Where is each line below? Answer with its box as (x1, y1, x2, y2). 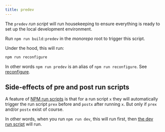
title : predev (5, 7, 35, 12)
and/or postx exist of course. (5, 106, 64, 112)
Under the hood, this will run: (5, 45, 64, 51)
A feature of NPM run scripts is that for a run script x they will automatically (5, 96, 158, 102)
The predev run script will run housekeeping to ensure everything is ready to (5, 21, 161, 27)
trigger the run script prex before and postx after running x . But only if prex (5, 101, 157, 107)
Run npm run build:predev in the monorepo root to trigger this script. (5, 35, 145, 41)
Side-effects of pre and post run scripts (5, 83, 129, 91)
